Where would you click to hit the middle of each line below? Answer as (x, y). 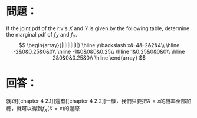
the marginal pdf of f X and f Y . (42, 35)
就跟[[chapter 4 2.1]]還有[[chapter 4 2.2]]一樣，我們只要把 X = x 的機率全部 (96, 101)
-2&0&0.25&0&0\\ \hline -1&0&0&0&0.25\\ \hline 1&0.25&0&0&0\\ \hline (99, 51)
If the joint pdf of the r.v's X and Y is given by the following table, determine (98, 28)
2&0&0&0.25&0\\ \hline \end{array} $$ (99, 58)
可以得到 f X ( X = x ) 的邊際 (51, 109)
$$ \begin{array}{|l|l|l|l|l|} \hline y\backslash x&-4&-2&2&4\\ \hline (99, 45)
